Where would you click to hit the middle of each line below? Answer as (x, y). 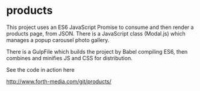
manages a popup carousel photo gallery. (58, 40)
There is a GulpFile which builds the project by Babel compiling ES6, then (97, 51)
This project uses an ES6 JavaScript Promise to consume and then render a (100, 27)
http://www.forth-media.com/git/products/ (59, 81)
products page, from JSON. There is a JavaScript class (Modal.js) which (96, 33)
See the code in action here (40, 69)
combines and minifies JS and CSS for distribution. (69, 58)
